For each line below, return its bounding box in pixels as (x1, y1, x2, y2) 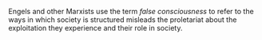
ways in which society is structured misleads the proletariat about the (8, 15, 237, 24)
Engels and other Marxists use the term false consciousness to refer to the (8, 7, 254, 16)
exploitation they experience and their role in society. (8, 24, 183, 32)
